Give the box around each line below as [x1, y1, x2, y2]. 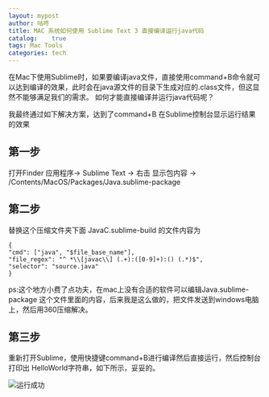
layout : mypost [8, 11, 60, 20]
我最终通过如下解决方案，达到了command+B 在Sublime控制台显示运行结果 [8, 109, 256, 119]
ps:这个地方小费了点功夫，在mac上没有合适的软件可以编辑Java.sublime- [8, 284, 250, 294]
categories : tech [8, 49, 67, 57]
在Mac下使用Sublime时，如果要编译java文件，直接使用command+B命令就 [8, 72, 254, 81]
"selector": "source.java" [8, 262, 99, 270]
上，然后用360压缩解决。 [8, 305, 93, 314]
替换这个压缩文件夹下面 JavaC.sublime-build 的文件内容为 [8, 225, 201, 235]
